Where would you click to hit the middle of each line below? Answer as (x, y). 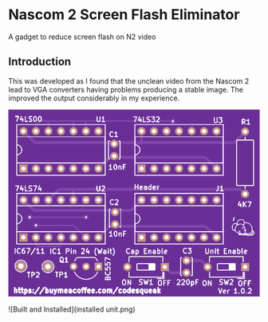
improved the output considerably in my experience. (94, 98)
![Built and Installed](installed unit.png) (72, 309)
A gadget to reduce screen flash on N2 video (82, 37)
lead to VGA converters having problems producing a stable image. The (126, 89)
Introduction (40, 62)
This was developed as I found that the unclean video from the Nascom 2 (129, 80)
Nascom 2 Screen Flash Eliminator (124, 15)
